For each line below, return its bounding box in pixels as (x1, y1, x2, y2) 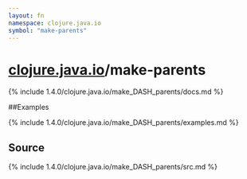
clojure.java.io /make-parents (8, 60, 206, 79)
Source (8, 141, 45, 154)
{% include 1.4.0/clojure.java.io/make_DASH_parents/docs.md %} (8, 87, 224, 96)
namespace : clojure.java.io (8, 19, 102, 27)
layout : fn (8, 11, 45, 20)
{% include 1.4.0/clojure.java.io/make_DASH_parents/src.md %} (8, 162, 218, 172)
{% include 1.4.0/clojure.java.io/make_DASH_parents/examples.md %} (8, 118, 239, 127)
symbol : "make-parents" (8, 26, 88, 34)
